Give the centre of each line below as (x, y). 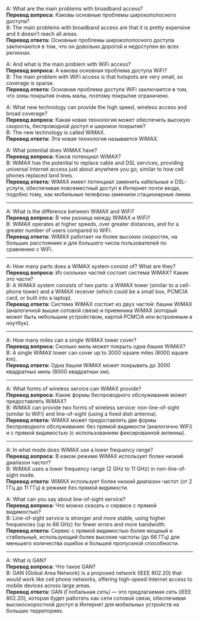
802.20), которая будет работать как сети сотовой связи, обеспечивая (96, 598)
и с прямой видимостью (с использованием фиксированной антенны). (96, 433)
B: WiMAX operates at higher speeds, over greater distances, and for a (93, 224)
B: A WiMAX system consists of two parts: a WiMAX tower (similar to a (92, 285)
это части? (20, 279)
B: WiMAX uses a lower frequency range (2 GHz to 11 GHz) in (81, 469)
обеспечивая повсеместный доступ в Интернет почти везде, (103, 188)
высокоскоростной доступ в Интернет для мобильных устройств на (93, 604)
